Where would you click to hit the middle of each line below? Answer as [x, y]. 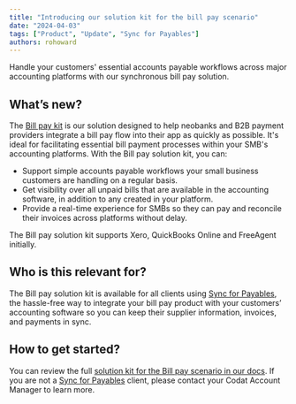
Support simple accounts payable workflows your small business [140, 171]
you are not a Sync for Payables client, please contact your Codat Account [145, 380]
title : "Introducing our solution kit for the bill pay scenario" [134, 17]
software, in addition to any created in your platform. [118, 199]
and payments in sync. [50, 321]
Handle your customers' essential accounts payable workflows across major [148, 67]
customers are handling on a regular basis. [100, 180]
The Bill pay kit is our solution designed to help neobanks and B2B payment [147, 126]
